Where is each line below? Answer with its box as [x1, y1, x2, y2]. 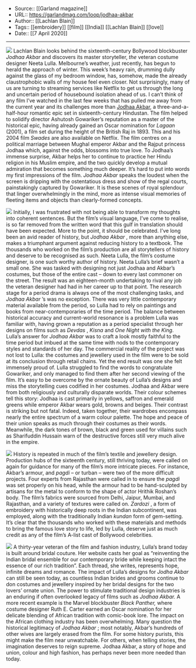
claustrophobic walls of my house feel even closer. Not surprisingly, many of [6, 78, 190, 85]
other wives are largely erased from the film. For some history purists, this [6, 631, 184, 637]
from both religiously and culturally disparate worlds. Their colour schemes [6, 389, 187, 395]
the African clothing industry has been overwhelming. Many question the [6, 618, 181, 625]
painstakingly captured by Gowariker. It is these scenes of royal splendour [6, 184, 185, 191]
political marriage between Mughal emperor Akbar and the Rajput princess [6, 140, 185, 147]
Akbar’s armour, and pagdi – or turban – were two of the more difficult [6, 469, 174, 476]
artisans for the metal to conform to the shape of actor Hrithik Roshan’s [6, 488, 177, 495]
